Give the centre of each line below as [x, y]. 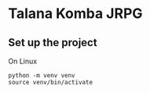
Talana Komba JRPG [75, 14]
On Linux [23, 61]
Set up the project [53, 43]
